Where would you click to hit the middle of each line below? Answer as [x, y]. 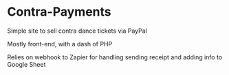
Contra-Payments [59, 12]
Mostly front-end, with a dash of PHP [60, 44]
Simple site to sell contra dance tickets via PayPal [77, 31]
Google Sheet [26, 64]
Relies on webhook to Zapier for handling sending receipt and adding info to [115, 57]
